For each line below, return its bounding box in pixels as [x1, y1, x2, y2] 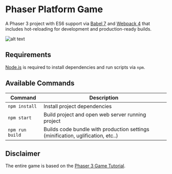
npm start [8, 115, 32, 120]
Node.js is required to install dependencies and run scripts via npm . [5, 64, 145, 70]
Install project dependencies [43, 103, 112, 110]
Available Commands [5, 79, 75, 88]
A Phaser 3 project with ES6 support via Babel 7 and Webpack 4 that [5, 20, 150, 27]
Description [89, 94, 119, 101]
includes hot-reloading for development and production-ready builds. [5, 26, 152, 32]
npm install [8, 103, 37, 109]
